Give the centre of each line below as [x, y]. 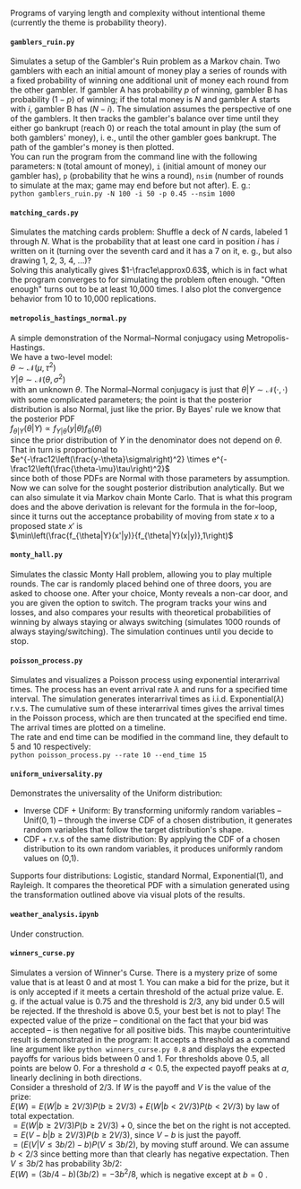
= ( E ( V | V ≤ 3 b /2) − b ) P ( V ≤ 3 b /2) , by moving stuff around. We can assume [151, 1144]
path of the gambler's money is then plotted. [92, 147]
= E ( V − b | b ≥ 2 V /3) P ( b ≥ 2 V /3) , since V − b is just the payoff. [127, 1134]
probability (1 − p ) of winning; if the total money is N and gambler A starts [145, 100]
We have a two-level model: [61, 357]
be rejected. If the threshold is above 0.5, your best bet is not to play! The [146, 1010]
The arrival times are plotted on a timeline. [88, 727]
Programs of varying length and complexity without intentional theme [138, 13]
